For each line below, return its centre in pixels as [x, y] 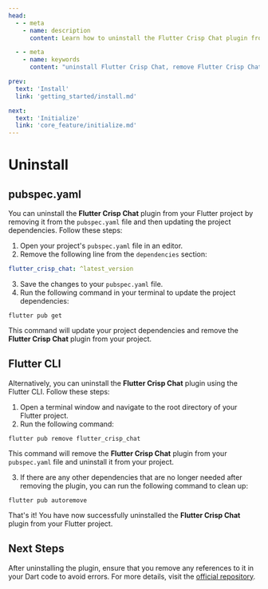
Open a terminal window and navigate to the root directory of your [128, 406]
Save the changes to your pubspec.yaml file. [91, 284]
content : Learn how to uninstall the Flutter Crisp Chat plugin [138, 38]
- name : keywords [51, 60]
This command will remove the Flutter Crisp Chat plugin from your [118, 453]
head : [17, 16]
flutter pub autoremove [48, 500]
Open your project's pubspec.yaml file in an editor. [101, 246]
